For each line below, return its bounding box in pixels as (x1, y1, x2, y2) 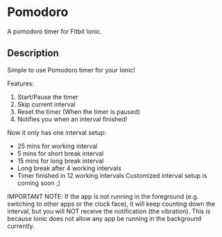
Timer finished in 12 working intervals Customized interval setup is (17, 171, 207, 179)
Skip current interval (17, 100, 76, 108)
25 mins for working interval (17, 142, 98, 150)
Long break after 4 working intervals (17, 164, 121, 172)
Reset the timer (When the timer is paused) (17, 107, 141, 115)
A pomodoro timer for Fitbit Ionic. (7, 27, 103, 35)
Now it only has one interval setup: (7, 128, 106, 136)
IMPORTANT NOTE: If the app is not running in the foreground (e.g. (7, 192, 199, 200)
